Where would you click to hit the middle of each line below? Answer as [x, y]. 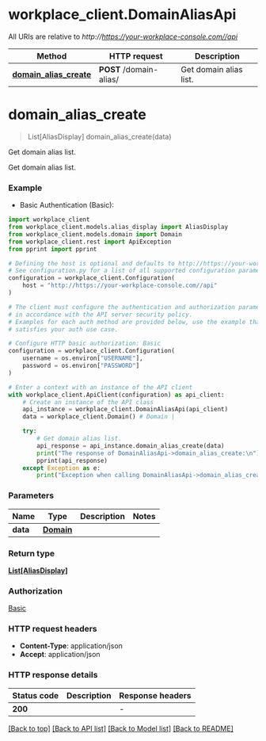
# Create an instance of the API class [88, 402]
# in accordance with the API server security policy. [101, 315]
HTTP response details [53, 675]
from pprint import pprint [53, 249]
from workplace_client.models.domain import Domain [95, 234]
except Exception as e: [62, 468]
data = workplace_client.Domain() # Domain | [99, 417]
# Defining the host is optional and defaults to [92, 263]
